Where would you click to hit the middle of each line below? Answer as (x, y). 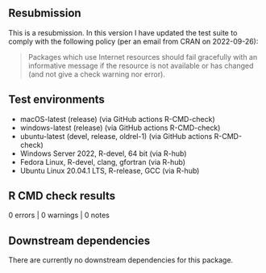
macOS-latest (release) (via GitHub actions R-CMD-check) (117, 119)
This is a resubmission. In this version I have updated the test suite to (123, 32)
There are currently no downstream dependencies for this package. (121, 260)
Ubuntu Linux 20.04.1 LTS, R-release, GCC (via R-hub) (110, 170)
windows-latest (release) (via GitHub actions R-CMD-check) (120, 128)
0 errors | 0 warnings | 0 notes (59, 215)
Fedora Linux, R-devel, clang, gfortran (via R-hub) (103, 162)
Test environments (56, 100)
